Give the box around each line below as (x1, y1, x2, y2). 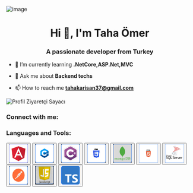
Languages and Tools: (6, 129, 71, 137)
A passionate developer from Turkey (46, 48, 154, 56)
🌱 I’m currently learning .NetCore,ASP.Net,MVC (14, 61, 134, 68)
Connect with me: (6, 113, 59, 121)
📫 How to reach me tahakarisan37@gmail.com (14, 84, 134, 91)
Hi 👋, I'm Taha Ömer (50, 27, 150, 40)
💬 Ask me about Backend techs (14, 72, 93, 80)
